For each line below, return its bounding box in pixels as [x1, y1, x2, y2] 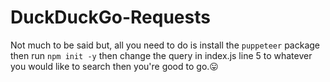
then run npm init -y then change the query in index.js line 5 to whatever [10, 49, 313, 61]
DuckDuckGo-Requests [10, 6, 211, 29]
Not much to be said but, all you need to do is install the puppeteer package [10, 39, 320, 51]
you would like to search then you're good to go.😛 [10, 60, 219, 72]
